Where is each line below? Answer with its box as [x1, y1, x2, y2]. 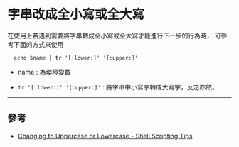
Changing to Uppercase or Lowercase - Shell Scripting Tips [17, 131, 193, 140]
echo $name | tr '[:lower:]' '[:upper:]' [14, 54, 139, 61]
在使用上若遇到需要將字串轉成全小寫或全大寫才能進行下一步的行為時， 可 [7, 31, 221, 40]
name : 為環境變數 [17, 67, 71, 76]
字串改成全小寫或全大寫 [7, 6, 145, 23]
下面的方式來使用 [13, 40, 64, 48]
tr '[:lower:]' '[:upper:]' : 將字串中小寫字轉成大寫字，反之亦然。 [17, 82, 218, 91]
